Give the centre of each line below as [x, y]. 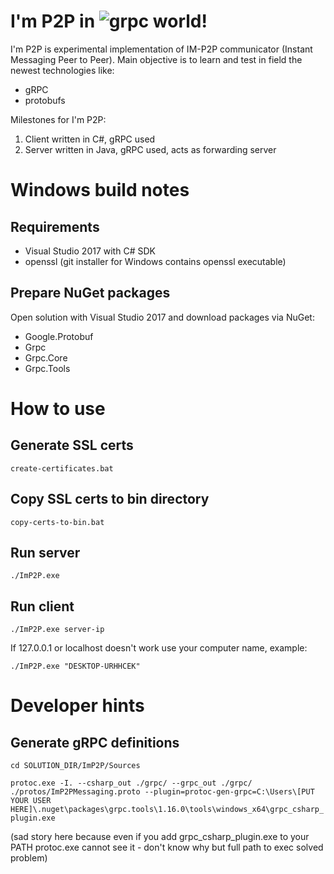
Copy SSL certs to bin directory [110, 499]
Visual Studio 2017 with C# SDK [90, 251]
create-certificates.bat [62, 468]
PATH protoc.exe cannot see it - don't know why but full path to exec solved [167, 847]
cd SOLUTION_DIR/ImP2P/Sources [75, 766]
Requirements [55, 226]
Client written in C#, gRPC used [90, 139]
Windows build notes [100, 190]
